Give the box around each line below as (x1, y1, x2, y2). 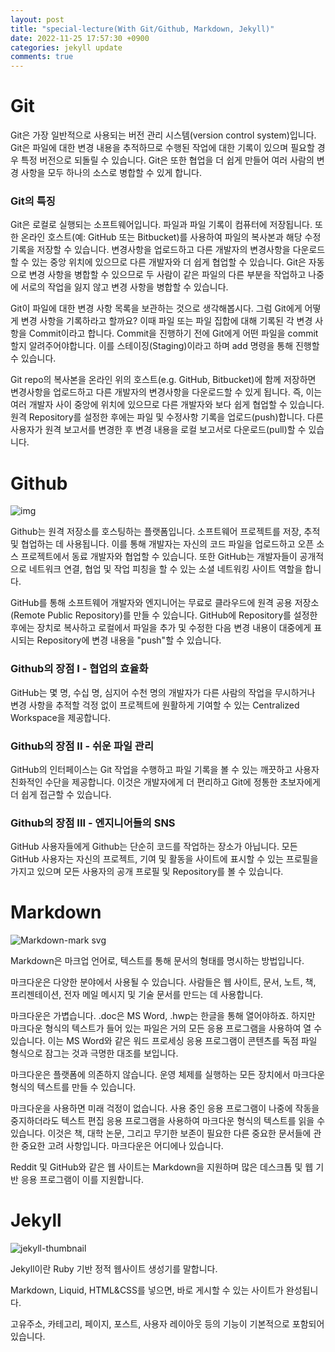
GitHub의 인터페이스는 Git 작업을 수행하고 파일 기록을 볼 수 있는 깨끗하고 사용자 (10, 763, 320, 775)
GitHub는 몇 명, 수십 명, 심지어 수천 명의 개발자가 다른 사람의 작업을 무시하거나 (10, 686, 316, 698)
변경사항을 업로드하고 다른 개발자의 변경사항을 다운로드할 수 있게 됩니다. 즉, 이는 (10, 386, 323, 398)
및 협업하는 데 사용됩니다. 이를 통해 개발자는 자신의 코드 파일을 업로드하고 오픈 (10, 538, 315, 550)
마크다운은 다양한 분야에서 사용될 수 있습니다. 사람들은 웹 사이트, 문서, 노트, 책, (10, 976, 317, 988)
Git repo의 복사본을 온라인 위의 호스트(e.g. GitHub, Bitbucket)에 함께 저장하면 (10, 374, 317, 386)
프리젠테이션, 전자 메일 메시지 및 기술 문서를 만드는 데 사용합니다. (10, 989, 264, 1001)
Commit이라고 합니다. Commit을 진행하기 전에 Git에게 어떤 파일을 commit (28, 327, 319, 340)
